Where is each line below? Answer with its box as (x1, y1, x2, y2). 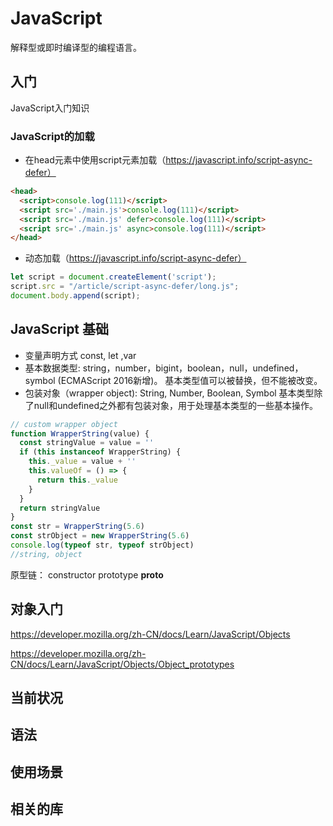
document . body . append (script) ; (10, 291, 141, 301)
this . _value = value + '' (28, 457, 137, 467)
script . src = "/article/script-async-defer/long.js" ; (10, 282, 240, 292)
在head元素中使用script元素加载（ (24, 154, 167, 166)
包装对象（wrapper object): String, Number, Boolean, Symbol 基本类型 (24, 387, 315, 399)
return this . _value (36, 475, 118, 485)
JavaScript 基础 (10, 321, 110, 338)
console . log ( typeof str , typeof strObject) (10, 540, 195, 551)
